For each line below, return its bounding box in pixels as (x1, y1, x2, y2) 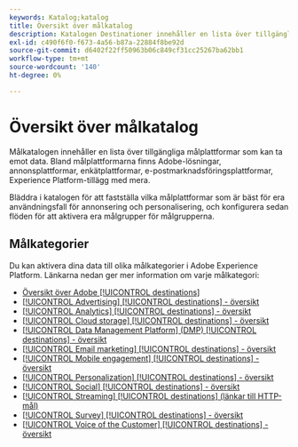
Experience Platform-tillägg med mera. (9, 174, 151, 185)
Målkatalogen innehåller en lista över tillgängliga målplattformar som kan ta (9, 146, 283, 156)
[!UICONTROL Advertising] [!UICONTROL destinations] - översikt (21, 296, 260, 307)
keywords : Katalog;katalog (9, 12, 109, 22)
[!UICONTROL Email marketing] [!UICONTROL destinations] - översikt (21, 343, 277, 354)
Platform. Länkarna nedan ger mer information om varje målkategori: (9, 269, 260, 280)
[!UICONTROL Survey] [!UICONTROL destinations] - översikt (21, 410, 244, 420)
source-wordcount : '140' (9, 63, 101, 72)
